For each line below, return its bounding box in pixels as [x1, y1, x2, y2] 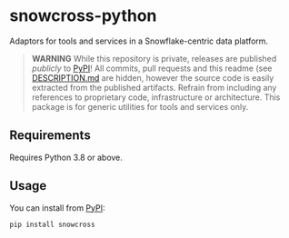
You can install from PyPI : [9, 202, 105, 213]
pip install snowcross [9, 220, 95, 229]
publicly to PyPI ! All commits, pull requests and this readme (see [31, 63, 273, 74]
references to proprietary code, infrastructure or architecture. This [31, 92, 281, 103]
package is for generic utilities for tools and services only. [31, 101, 249, 112]
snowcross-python [9, 5, 157, 26]
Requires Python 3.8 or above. [9, 152, 123, 163]
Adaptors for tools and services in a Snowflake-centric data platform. [9, 35, 269, 46]
